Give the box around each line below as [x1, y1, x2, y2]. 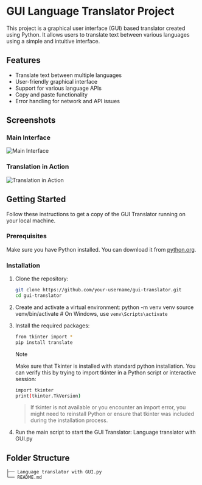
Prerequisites [6, 232, 47, 241]
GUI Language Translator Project [6, 4, 175, 18]
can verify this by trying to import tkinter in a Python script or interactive [15, 368, 197, 376]
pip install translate [15, 339, 73, 346]
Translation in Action [6, 162, 69, 171]
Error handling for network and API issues [15, 97, 120, 104]
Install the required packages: [15, 322, 90, 329]
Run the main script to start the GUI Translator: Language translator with [15, 429, 196, 436]
